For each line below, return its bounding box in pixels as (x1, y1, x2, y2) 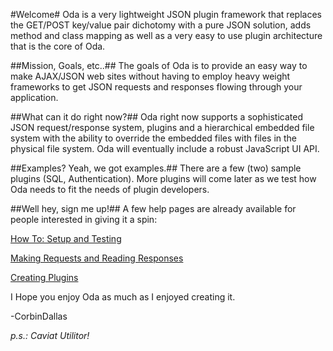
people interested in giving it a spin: (10, 214, 158, 225)
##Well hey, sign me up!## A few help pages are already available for (10, 203, 297, 214)
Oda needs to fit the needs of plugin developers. (10, 184, 210, 195)
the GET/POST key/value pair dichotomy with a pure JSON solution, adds (10, 19, 312, 31)
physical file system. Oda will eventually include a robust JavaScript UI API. (10, 143, 320, 154)
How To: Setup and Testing (10, 233, 122, 244)
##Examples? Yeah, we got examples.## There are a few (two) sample (10, 162, 302, 174)
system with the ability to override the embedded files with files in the (10, 132, 298, 144)
